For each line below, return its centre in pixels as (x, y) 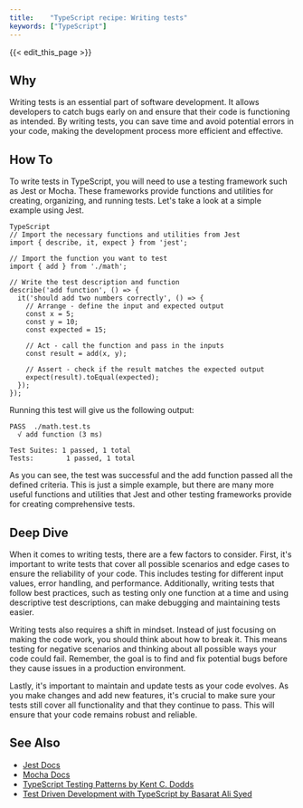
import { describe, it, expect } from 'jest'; (99, 243)
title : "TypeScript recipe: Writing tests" (99, 18)
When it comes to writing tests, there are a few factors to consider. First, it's (151, 554)
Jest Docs (41, 765)
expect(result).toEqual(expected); (93, 378)
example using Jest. (47, 210)
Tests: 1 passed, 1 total (72, 458)
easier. (22, 611)
